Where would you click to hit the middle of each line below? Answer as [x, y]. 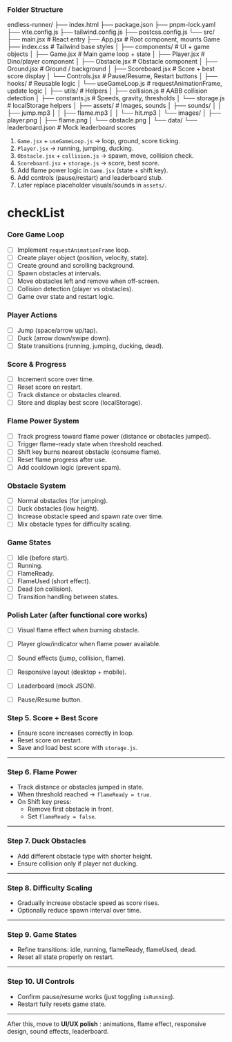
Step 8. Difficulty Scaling [50, 888]
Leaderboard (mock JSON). [57, 686]
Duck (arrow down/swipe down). [64, 338]
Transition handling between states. [68, 597]
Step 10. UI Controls [41, 982]
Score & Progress [37, 364]
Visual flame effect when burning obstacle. [78, 630]
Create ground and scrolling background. [76, 265]
